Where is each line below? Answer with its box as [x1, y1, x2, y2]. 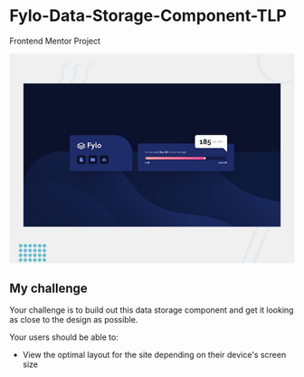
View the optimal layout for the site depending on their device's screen [22, 350, 287, 361]
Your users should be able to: [9, 332, 119, 343]
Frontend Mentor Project [9, 35, 101, 46]
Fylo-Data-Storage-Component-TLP [9, 5, 287, 26]
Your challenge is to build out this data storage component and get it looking [9, 304, 294, 315]
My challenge [9, 280, 88, 295]
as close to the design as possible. [9, 314, 138, 325]
